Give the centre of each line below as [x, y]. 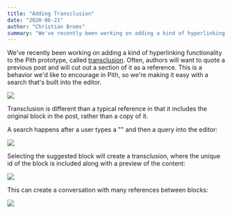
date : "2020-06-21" [35, 20]
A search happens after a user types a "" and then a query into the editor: [112, 130]
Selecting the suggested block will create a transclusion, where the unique [114, 156]
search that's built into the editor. [55, 82]
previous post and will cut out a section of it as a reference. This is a [105, 67]
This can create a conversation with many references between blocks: [108, 190]
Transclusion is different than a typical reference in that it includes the [107, 109]
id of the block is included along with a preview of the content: [97, 163]
